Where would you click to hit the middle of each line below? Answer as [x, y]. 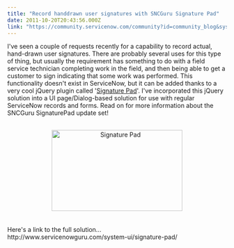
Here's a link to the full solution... [54, 230]
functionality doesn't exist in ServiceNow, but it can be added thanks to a [112, 84]
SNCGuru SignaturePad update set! [58, 113]
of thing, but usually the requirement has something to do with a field [106, 61]
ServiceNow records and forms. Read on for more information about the [110, 106]
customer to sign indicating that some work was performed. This [100, 76]
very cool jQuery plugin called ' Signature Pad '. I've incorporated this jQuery [116, 91]
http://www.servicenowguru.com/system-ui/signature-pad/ [92, 237]
